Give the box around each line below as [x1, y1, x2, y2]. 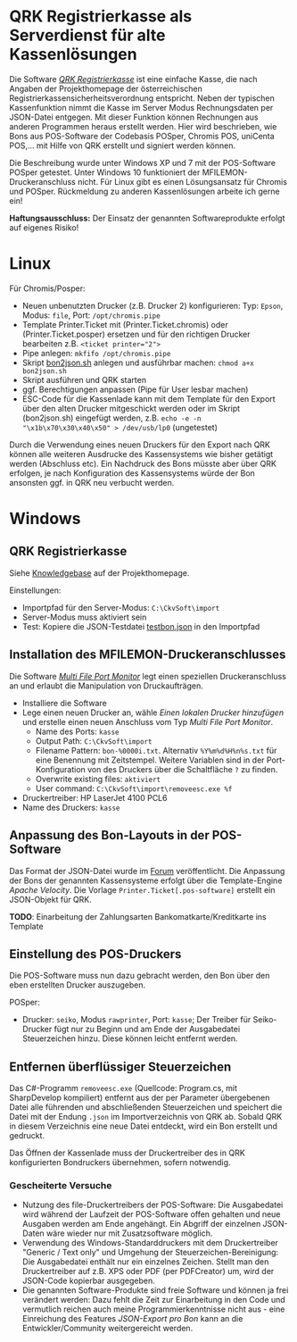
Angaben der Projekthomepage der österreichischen [9, 83, 202, 94]
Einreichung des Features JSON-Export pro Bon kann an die [21, 1313, 243, 1324]
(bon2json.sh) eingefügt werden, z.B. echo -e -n [21, 413, 202, 423]
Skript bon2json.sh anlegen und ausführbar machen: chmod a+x [21, 357, 254, 368]
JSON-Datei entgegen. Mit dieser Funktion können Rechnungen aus [9, 112, 259, 122]
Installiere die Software [21, 697, 107, 708]
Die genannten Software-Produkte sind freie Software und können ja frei [21, 1285, 289, 1296]
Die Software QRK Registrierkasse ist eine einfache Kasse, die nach [9, 73, 258, 84]
